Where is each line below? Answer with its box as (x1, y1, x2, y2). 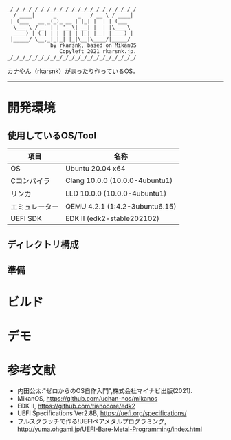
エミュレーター (10, 202, 59, 211)
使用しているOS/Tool (7, 129, 97, 141)
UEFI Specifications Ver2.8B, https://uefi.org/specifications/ (16, 409, 187, 417)
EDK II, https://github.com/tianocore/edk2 (16, 402, 136, 410)
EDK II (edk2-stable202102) (65, 213, 159, 223)
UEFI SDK (10, 213, 43, 223)
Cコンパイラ (10, 176, 50, 185)
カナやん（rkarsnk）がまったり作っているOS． (7, 67, 140, 75)
